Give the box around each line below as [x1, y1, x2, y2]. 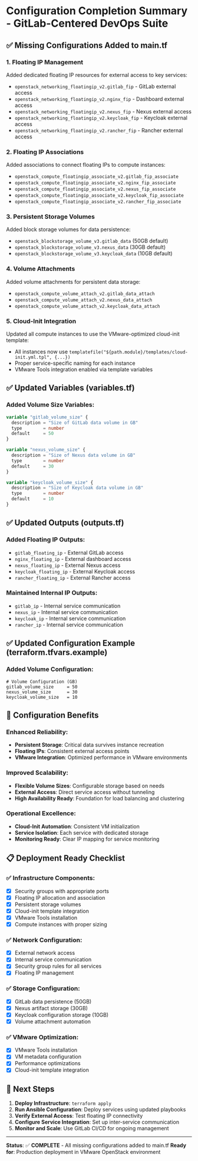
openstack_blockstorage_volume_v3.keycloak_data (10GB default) [14, 250, 173, 257]
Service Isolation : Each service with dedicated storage [14, 829, 149, 836]
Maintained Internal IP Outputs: [6, 589, 98, 597]
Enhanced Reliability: [6, 728, 68, 736]
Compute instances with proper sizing [14, 920, 107, 927]
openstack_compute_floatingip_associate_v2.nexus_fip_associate [14, 186, 176, 193]
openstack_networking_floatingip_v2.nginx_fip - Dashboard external [14, 95, 184, 102]
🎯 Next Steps [6, 1084, 55, 1094]
